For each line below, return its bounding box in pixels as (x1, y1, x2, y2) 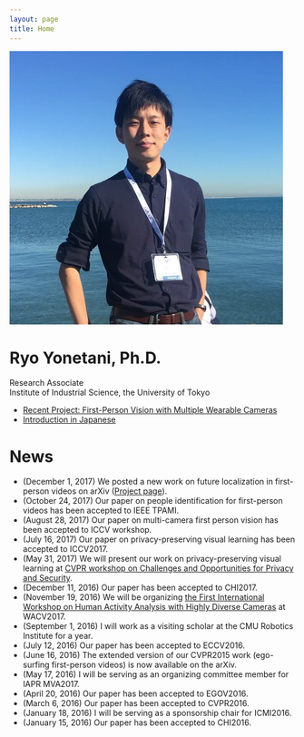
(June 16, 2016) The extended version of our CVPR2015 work (22, 650, 251, 661)
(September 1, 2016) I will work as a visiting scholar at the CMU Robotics (22, 621, 294, 632)
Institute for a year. (22, 631, 93, 642)
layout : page (9, 15, 59, 24)
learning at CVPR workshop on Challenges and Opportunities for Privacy (22, 563, 294, 574)
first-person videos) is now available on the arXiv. (51, 659, 238, 671)
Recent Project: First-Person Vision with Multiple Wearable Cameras (22, 405, 278, 416)
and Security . (22, 573, 73, 584)
